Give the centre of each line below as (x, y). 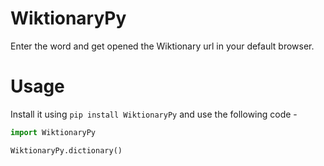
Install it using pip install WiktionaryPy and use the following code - (154, 114)
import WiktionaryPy (53, 132)
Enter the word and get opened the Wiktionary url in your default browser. (162, 46)
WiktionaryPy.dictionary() (66, 150)
